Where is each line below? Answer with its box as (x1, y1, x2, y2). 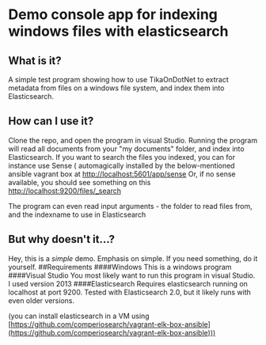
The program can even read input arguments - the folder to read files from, (8, 201, 253, 210)
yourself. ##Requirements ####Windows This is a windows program (8, 262, 232, 271)
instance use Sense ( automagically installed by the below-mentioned (8, 161, 235, 170)
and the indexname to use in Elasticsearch (8, 210, 146, 219)
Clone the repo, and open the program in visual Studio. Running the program (8, 135, 258, 145)
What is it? (8, 54, 62, 67)
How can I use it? (8, 115, 94, 128)
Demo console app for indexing (8, 6, 218, 24)
